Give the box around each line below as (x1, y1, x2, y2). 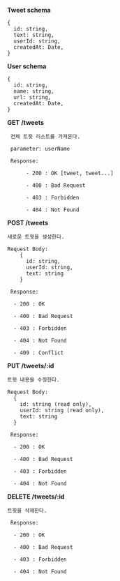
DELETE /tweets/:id (7, 492, 65, 501)
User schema (7, 62, 47, 70)
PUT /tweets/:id (7, 362, 54, 370)
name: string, (13, 88, 54, 95)
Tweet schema (7, 6, 51, 14)
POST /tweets (7, 219, 49, 227)
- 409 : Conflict (13, 349, 64, 356)
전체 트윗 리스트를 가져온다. (10, 133, 81, 140)
